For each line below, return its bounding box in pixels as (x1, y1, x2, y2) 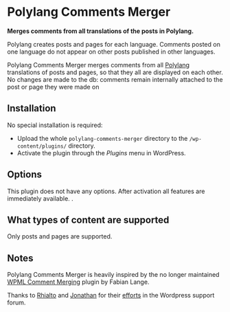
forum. (7, 298, 26, 307)
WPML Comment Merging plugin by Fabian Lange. (7, 278, 150, 286)
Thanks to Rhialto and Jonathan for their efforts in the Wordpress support (7, 291, 215, 300)
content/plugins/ (16, 142, 67, 150)
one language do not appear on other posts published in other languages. (7, 47, 216, 56)
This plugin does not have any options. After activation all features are (7, 187, 205, 195)
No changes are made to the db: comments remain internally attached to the (7, 75, 223, 83)
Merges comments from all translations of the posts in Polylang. (7, 27, 194, 35)
